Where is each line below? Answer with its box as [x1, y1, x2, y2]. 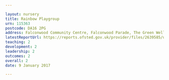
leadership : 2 [5, 48, 35, 54]
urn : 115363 [5, 21, 30, 26]
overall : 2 [5, 58, 28, 63]
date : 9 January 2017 [5, 63, 51, 68]
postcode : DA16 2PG [5, 25, 46, 30]
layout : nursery [5, 11, 39, 16]
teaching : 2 [5, 39, 30, 45]
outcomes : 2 [5, 53, 30, 58]
